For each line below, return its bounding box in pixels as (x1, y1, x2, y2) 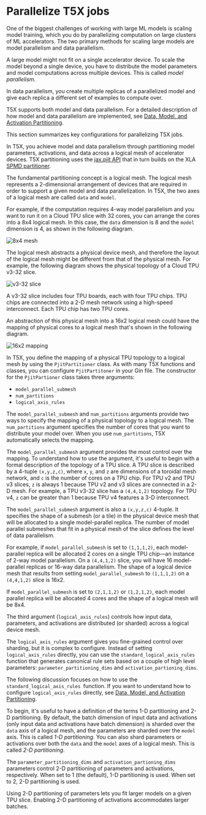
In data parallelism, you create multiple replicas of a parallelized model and (6, 87, 196, 94)
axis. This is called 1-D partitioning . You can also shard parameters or (6, 733, 182, 740)
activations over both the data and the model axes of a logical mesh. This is (6, 740, 195, 747)
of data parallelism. (6, 532, 55, 539)
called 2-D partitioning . (6, 746, 66, 754)
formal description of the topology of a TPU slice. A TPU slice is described (6, 461, 194, 469)
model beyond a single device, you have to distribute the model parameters (6, 63, 197, 70)
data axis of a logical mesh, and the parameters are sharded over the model (6, 727, 196, 734)
